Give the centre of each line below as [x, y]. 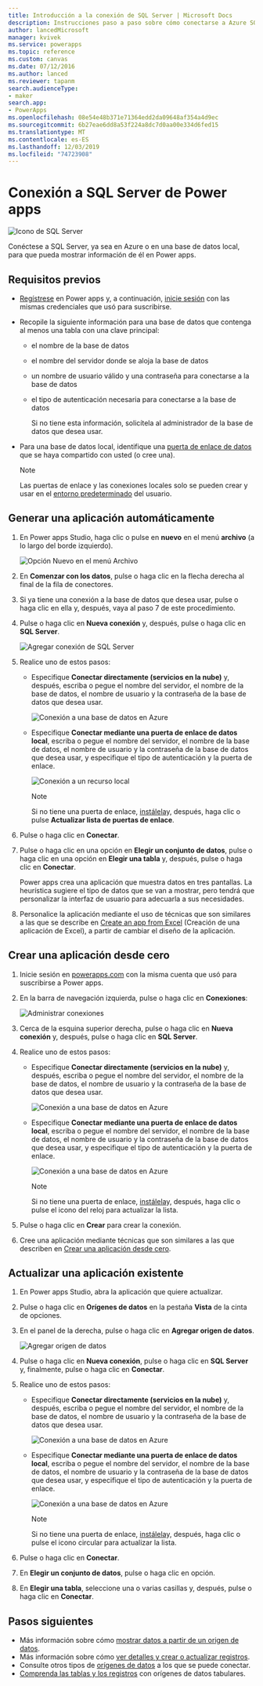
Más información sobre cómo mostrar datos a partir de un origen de [129, 1640]
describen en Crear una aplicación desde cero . [95, 1248]
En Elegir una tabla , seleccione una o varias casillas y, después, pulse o [135, 1588]
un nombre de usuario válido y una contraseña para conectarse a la [140, 376]
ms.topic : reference [42, 52]
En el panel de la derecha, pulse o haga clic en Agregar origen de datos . [137, 1330]
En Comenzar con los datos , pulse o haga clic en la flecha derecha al [132, 576]
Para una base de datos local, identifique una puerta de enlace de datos [135, 447]
